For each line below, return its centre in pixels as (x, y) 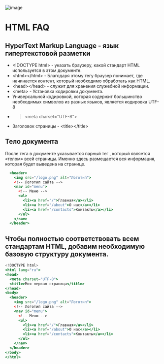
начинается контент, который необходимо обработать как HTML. (81, 81)
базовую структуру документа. (57, 254)
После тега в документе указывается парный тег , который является (78, 153)
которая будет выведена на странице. (45, 164)
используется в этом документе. (47, 70)
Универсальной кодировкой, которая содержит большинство (77, 97)
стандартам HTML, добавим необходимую (75, 246)
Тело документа (32, 142)
